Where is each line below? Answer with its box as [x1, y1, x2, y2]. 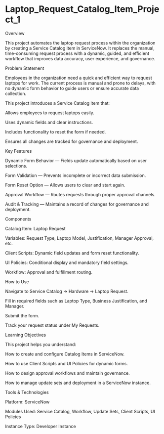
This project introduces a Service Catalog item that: [5, 100, 110, 106]
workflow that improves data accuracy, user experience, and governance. [5, 55, 156, 61]
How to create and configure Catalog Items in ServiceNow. [5, 351, 125, 357]
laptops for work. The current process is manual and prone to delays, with [5, 80, 156, 86]
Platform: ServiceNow [5, 399, 50, 405]
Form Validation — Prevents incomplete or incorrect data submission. [5, 172, 146, 178]
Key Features [5, 148, 32, 154]
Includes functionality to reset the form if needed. [5, 129, 106, 134]
